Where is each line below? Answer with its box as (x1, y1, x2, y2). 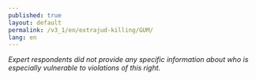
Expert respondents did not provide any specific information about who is (8, 55, 249, 64)
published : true (8, 11, 62, 20)
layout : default (8, 19, 62, 27)
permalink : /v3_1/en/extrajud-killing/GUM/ (8, 26, 154, 34)
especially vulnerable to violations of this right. (8, 64, 161, 73)
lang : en (8, 33, 37, 42)
